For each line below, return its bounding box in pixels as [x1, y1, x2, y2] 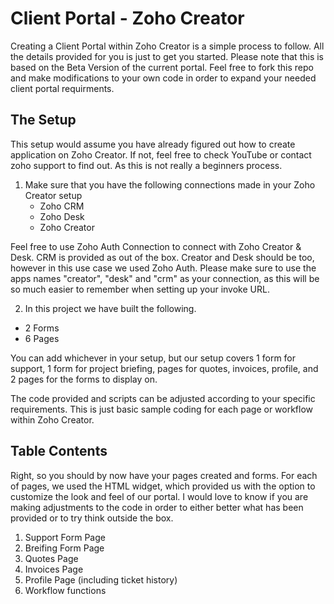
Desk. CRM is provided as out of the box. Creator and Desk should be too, [10, 251, 315, 263]
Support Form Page [24, 531, 106, 543]
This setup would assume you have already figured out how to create [10, 138, 296, 150]
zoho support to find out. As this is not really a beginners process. [10, 159, 283, 171]
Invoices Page [24, 563, 84, 575]
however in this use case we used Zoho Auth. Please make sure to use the [10, 262, 317, 274]
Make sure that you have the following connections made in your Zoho [24, 178, 316, 191]
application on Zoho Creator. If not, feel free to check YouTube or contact [10, 148, 312, 161]
